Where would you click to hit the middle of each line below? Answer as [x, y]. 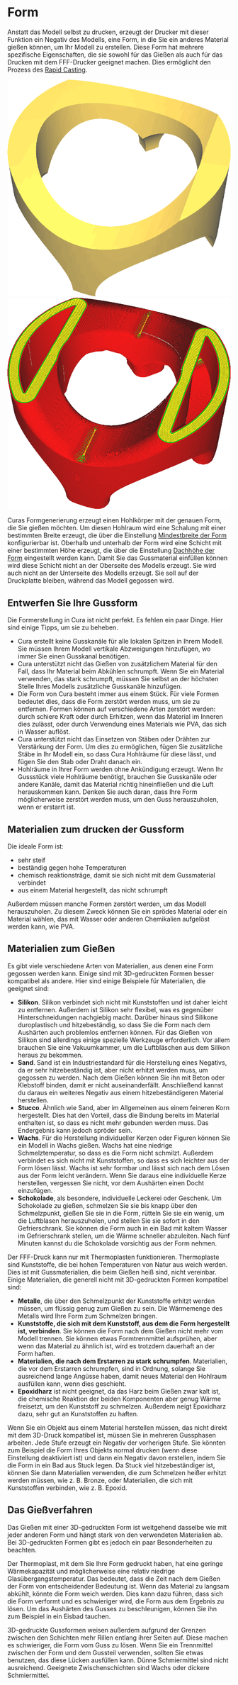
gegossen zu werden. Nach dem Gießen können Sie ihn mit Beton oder [121, 1077]
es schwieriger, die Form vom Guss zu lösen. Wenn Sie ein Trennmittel [110, 1645]
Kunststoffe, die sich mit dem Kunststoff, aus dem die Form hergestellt [124, 1323]
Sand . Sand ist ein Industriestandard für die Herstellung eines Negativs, [122, 1062]
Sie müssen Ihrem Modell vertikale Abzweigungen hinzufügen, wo [114, 649]
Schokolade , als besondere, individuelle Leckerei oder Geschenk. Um [119, 1198]
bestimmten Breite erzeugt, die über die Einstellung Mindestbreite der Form [117, 535]
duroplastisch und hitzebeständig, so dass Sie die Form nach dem [114, 1024]
